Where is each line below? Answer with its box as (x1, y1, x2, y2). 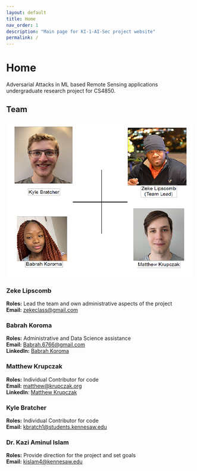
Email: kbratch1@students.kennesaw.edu (6, 423, 107, 430)
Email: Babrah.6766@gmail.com (6, 341, 85, 348)
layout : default (6, 10, 46, 16)
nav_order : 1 (6, 22, 39, 28)
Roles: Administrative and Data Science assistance (6, 334, 131, 342)
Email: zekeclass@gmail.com (6, 306, 79, 314)
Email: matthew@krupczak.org (6, 382, 82, 389)
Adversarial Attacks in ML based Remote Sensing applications (6, 81, 158, 88)
